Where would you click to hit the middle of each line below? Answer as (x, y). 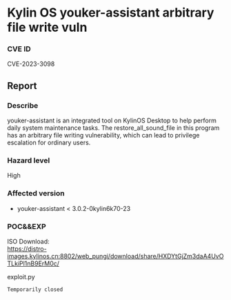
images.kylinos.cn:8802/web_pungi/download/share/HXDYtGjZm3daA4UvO (115, 256)
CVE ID (19, 49)
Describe (23, 105)
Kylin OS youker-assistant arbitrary (111, 13)
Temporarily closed (35, 290)
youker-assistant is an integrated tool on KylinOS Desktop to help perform (112, 121)
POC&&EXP (27, 226)
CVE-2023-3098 (31, 64)
